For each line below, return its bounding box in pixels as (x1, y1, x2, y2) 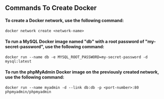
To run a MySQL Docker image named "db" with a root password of (5, 39, 144, 44)
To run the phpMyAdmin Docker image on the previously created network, (5, 69, 159, 75)
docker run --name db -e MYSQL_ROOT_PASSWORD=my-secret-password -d (5, 55, 148, 59)
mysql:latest (5, 59, 32, 64)
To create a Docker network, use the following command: (5, 17, 124, 23)
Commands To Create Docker (5, 4, 97, 12)
